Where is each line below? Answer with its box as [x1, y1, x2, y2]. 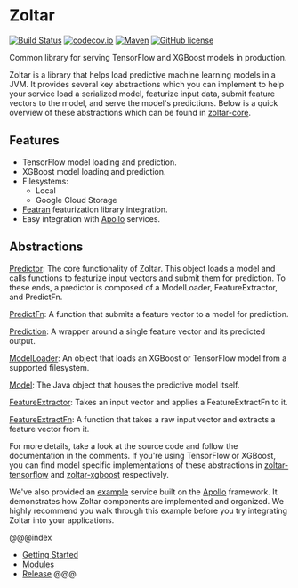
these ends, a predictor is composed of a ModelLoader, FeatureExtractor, [9, 282, 278, 292]
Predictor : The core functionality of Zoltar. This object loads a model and [9, 263, 276, 274]
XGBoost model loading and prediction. [21, 166, 166, 176]
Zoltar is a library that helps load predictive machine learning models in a [9, 69, 276, 80]
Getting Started [21, 549, 78, 559]
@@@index [9, 532, 52, 543]
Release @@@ [21, 568, 77, 579]
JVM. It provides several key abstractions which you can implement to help [9, 78, 285, 89]
